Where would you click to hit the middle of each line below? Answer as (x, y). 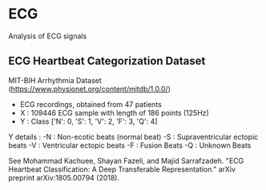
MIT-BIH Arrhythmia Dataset (55, 80)
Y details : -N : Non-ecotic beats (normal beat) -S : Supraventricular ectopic (133, 137)
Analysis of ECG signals (48, 36)
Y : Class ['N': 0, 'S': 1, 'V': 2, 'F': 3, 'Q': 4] (89, 121)
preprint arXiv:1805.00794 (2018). (64, 177)
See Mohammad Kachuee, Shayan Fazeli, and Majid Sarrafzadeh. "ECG (126, 160)
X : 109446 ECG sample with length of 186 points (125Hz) (115, 113)
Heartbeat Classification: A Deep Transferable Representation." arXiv (122, 169)
